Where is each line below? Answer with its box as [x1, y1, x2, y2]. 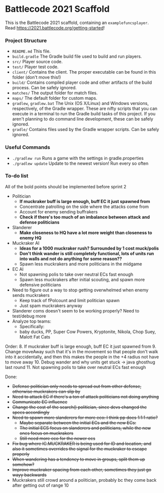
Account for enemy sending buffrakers [19, 208, 98, 214]
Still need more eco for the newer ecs [19, 435, 95, 441]
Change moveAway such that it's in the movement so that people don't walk [5, 348, 158, 354]
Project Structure [5, 37, 47, 44]
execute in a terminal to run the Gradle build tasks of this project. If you [12, 111, 156, 117]
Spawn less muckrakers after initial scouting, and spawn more [19, 276, 145, 283]
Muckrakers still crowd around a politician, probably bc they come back [12, 477, 157, 483]
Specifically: [19, 323, 45, 329]
